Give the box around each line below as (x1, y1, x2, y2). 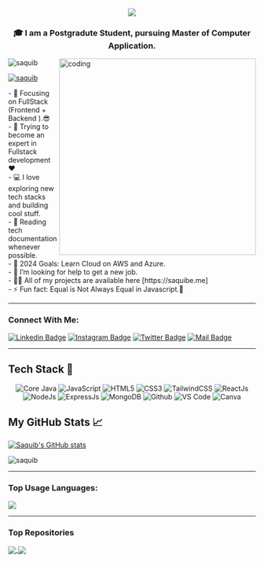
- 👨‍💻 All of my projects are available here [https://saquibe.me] (8, 276, 208, 285)
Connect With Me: (8, 314, 79, 325)
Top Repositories (8, 527, 75, 538)
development (8, 156, 51, 165)
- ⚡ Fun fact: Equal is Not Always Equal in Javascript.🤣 (8, 285, 184, 294)
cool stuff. (8, 209, 41, 219)
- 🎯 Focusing (8, 89, 49, 98)
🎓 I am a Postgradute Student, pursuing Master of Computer (13, 28, 251, 39)
